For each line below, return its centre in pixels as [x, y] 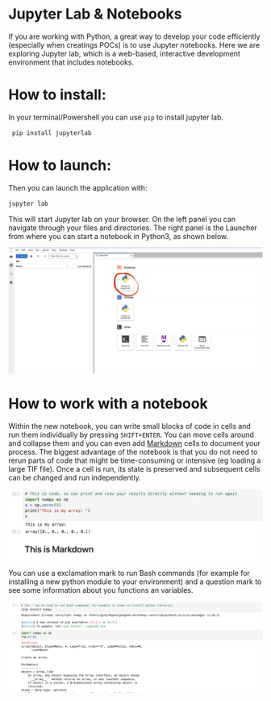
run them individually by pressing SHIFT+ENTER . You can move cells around [131, 434]
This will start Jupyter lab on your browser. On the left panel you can [122, 219]
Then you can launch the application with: [78, 187]
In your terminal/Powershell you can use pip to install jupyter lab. [116, 117]
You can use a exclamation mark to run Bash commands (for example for [129, 573]
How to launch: [60, 165]
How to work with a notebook [108, 403]
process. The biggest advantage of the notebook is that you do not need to [133, 451]
